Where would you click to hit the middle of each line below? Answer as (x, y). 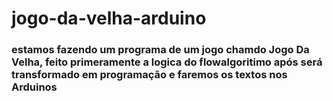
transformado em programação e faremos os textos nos (149, 75)
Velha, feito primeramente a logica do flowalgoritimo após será (167, 62)
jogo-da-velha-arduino (109, 18)
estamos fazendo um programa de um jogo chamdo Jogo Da (160, 50)
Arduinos (34, 87)
